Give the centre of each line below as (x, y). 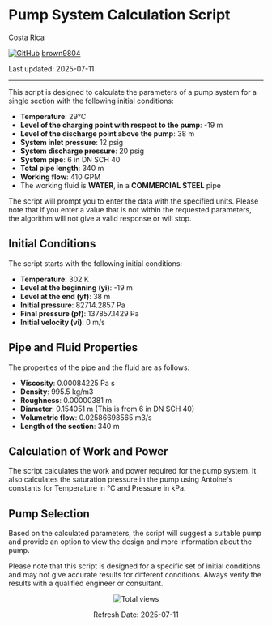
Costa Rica (26, 37)
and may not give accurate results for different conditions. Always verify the (135, 575)
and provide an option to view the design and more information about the (130, 542)
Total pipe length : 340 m (62, 168)
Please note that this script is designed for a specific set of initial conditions (134, 566)
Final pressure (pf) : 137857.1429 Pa (79, 313)
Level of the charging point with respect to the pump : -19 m (121, 125)
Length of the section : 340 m (70, 426)
